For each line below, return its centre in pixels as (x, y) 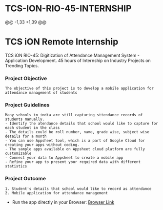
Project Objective (26, 78)
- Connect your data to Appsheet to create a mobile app (64, 158)
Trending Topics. (22, 65)
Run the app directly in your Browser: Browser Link (63, 202)
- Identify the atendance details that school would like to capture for (82, 124)
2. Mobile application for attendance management (57, 193)
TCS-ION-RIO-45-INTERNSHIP (68, 9)
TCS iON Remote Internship (62, 42)
